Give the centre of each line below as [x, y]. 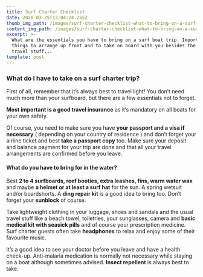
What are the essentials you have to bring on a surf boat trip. [96, 40]
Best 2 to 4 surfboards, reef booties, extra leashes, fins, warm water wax [100, 181]
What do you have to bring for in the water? [62, 167]
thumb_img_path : [27, 23]
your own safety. [27, 116]
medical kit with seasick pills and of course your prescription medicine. [96, 225]
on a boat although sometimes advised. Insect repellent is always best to [98, 262]
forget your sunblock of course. [46, 200]
